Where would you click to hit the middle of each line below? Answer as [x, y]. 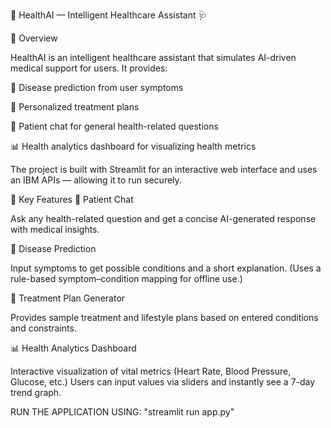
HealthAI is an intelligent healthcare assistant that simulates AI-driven [153, 57]
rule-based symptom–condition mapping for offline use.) [126, 278]
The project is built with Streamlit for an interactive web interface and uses [164, 169]
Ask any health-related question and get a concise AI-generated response [163, 218]
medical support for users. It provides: [89, 68]
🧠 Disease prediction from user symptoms [97, 87]
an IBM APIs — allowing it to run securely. [96, 180]
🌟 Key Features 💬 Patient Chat [72, 199]
